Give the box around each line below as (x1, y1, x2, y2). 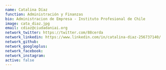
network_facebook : (5, 48, 43, 53)
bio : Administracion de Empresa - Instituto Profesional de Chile (5, 16, 146, 21)
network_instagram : (5, 53, 46, 58)
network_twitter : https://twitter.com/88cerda (5, 30, 103, 35)
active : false (5, 58, 35, 63)
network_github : (5, 39, 39, 44)
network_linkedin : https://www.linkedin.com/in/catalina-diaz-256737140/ (5, 35, 162, 40)
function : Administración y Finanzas (5, 12, 83, 17)
